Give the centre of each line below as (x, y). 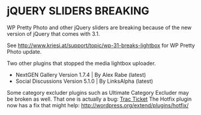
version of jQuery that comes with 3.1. (53, 33)
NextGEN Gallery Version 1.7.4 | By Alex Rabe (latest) (81, 74)
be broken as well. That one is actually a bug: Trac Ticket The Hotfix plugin (99, 99)
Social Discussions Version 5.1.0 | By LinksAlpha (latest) (84, 81)
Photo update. (24, 51)
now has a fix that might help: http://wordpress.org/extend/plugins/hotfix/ (98, 105)
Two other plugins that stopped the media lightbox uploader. (81, 63)
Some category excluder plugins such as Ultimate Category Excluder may (98, 92)
